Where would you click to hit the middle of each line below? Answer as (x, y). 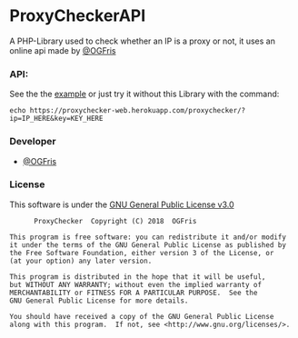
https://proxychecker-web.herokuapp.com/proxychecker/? (138, 111)
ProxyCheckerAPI (78, 16)
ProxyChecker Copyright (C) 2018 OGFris (115, 221)
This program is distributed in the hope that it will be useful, (138, 277)
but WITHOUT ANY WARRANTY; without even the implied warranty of (135, 284)
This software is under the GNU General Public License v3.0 (122, 204)
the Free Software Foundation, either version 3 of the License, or (142, 253)
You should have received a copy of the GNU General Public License (142, 316)
